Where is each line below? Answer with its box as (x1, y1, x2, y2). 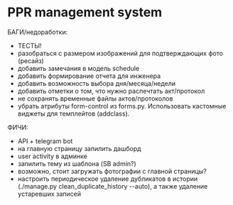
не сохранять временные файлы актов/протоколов (17, 94, 173, 103)
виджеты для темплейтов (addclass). (17, 109, 130, 118)
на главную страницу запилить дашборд (17, 144, 141, 153)
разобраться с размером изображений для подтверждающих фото (17, 49, 224, 57)
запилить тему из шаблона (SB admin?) (17, 159, 136, 167)
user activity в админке (17, 152, 87, 160)
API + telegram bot (17, 136, 73, 145)
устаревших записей (17, 189, 82, 198)
